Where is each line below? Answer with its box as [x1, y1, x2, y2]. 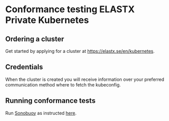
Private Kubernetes [5, 14, 89, 26]
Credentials [5, 63, 43, 72]
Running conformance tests [5, 97, 96, 105]
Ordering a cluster [5, 35, 65, 43]
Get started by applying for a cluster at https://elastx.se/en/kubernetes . [5, 48, 155, 54]
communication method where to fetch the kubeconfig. [5, 81, 121, 87]
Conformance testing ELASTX [5, 4, 135, 15]
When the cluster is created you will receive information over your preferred [5, 76, 164, 82]
